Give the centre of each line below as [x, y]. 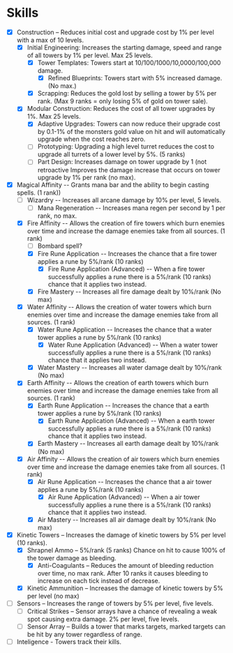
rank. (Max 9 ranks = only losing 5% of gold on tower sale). [123, 101]
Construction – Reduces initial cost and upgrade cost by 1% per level [115, 32]
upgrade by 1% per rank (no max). [87, 177]
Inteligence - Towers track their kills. [69, 642]
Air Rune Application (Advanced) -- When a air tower [124, 497]
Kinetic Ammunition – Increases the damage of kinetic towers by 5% [125, 588]
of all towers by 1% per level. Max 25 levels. [90, 55]
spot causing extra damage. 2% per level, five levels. [103, 620]
